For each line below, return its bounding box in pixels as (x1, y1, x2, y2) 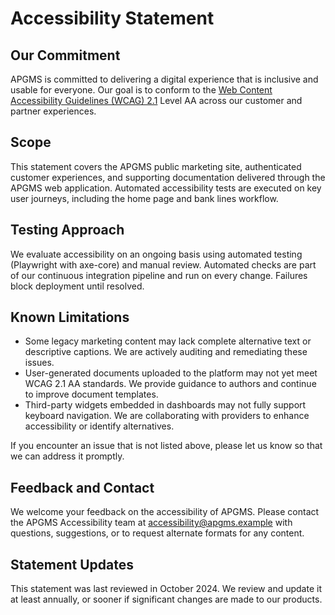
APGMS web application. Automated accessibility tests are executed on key (10, 182, 322, 194)
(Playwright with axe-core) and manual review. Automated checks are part (10, 258, 317, 271)
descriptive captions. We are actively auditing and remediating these (24, 346, 308, 358)
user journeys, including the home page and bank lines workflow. (10, 192, 279, 204)
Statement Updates (10, 556, 134, 573)
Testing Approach (10, 222, 125, 239)
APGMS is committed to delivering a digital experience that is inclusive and (10, 73, 319, 85)
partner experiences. (10, 105, 97, 117)
